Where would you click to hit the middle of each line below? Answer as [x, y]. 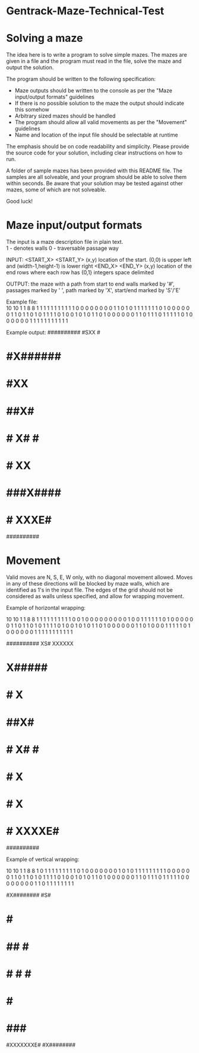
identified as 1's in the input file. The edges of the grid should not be [90, 590]
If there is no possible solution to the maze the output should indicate [99, 103]
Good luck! [20, 202]
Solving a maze [45, 38]
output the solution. [30, 67]
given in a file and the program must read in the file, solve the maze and [94, 61]
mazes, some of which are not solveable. [56, 190]
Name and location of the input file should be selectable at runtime [96, 135]
